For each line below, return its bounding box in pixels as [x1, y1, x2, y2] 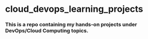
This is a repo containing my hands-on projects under [5, 21, 138, 28]
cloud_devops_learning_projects [5, 3, 143, 15]
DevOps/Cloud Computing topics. [5, 27, 88, 34]
